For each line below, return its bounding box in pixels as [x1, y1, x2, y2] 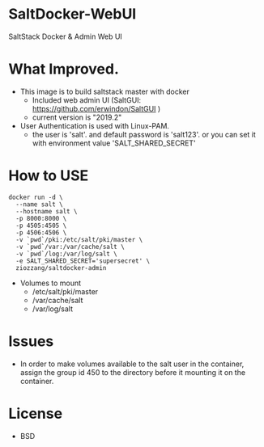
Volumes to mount [19, 278, 82, 288]
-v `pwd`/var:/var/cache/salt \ [15, 242, 126, 251]
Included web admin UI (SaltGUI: [32, 95, 142, 105]
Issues [8, 332, 54, 350]
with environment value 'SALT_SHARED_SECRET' [32, 138, 196, 148]
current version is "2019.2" [32, 112, 122, 122]
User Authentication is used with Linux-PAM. [19, 120, 170, 130]
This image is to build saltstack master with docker [19, 86, 190, 96]
